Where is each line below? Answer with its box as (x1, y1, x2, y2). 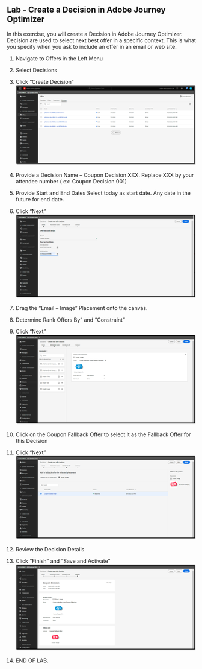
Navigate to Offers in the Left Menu (15, 54, 103, 62)
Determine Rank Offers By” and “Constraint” (15, 316, 126, 323)
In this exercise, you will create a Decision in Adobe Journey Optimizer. (7, 30, 183, 37)
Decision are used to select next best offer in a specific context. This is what (7, 36, 196, 44)
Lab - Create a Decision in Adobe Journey (7, 5, 166, 15)
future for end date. (15, 195, 64, 203)
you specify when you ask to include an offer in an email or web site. (7, 43, 177, 50)
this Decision (15, 437, 48, 445)
